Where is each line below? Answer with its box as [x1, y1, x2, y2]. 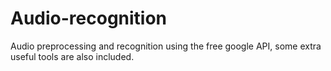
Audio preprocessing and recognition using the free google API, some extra [10, 40, 322, 52]
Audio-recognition [10, 7, 168, 30]
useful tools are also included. [10, 50, 135, 62]
